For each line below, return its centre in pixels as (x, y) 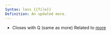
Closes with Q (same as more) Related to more (59, 27)
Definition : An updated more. (36, 14)
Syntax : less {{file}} (28, 9)
